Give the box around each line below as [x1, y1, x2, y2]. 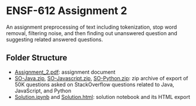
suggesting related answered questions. [6, 36, 103, 43]
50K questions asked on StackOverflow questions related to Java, [14, 81, 174, 88]
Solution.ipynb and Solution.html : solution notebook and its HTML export [14, 93, 191, 100]
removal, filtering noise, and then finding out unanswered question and [6, 29, 178, 36]
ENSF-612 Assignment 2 [6, 4, 127, 18]
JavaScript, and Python [14, 87, 72, 94]
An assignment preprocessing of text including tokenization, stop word [6, 23, 177, 30]
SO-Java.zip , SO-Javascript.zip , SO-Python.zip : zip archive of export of [14, 74, 188, 81]
